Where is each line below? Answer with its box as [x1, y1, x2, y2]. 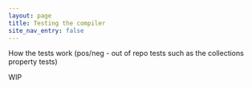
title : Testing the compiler [8, 19, 106, 27]
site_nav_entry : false [8, 26, 84, 34]
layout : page [8, 11, 52, 20]
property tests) [8, 57, 58, 66]
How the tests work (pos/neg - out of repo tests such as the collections [8, 49, 245, 58]
